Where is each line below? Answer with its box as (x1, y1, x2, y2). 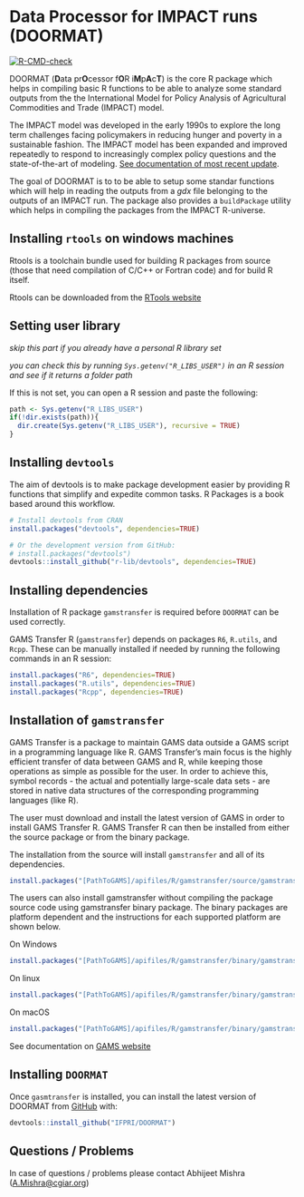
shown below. (9, 921, 62, 932)
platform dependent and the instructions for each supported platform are (9, 911, 281, 922)
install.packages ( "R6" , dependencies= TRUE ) (9, 671, 176, 680)
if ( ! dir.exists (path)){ (9, 413, 100, 423)
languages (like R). (9, 794, 79, 805)
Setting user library (9, 318, 120, 334)
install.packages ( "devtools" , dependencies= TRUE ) (9, 524, 201, 533)
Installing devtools (9, 455, 115, 471)
